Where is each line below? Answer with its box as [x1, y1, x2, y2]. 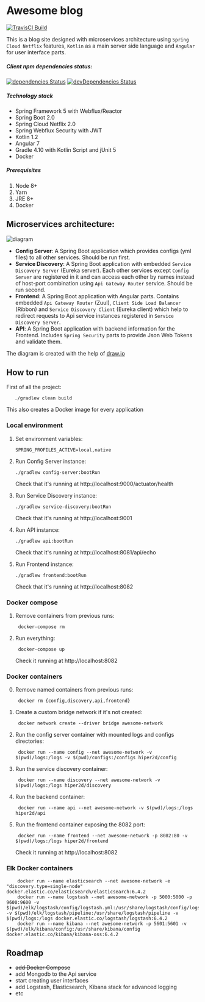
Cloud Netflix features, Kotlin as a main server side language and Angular [6, 42, 195, 49]
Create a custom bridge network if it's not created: [15, 709, 143, 716]
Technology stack [6, 92, 53, 99]
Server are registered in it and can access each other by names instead [15, 273, 195, 281]
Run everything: [15, 635, 56, 642]
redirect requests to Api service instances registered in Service [15, 312, 174, 319]
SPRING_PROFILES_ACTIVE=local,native [15, 446, 112, 453]
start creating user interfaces [15, 977, 88, 984]
